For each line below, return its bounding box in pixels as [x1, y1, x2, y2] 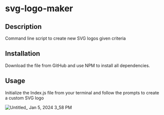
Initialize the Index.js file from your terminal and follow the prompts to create [5, 90, 160, 95]
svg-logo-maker [5, 3, 73, 14]
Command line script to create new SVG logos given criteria [5, 35, 126, 41]
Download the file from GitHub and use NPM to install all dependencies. [5, 62, 150, 69]
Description [5, 23, 42, 31]
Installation [5, 49, 40, 58]
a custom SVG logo [5, 95, 44, 101]
